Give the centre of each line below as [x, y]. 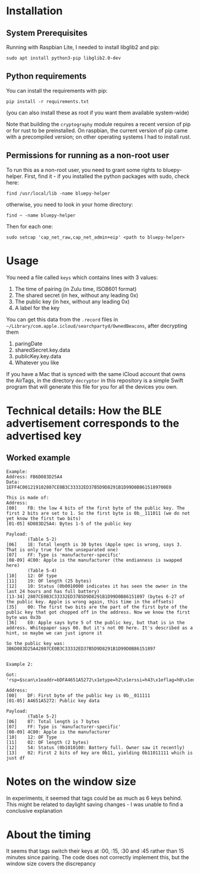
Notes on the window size [71, 781]
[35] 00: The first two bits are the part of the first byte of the [97, 607]
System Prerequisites [47, 33]
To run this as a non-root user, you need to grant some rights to [84, 170]
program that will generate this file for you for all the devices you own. [92, 387]
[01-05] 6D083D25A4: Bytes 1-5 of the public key [69, 524]
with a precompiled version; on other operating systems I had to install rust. [99, 137]
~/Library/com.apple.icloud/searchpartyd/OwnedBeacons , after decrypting [97, 326]
